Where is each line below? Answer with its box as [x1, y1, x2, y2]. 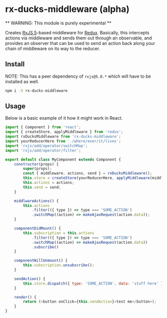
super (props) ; [23, 166, 52, 171]
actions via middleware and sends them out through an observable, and [5, 35, 153, 41]
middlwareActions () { [14, 198, 59, 203]
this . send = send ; [23, 184, 61, 190]
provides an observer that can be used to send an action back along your [5, 40, 156, 46]
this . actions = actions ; [23, 180, 75, 185]
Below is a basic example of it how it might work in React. [5, 115, 123, 121]
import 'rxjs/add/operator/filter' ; [5, 148, 81, 153]
